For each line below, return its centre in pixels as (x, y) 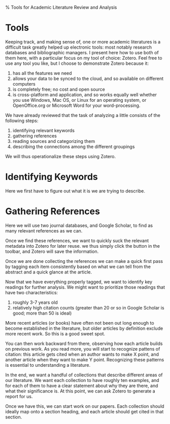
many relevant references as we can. (44, 230)
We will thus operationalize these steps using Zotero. (60, 156)
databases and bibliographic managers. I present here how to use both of (82, 52)
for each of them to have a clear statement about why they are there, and (82, 386)
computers (24, 84)
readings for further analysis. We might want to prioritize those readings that (85, 287)
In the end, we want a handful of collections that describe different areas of (84, 375)
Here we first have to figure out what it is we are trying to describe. (75, 191)
